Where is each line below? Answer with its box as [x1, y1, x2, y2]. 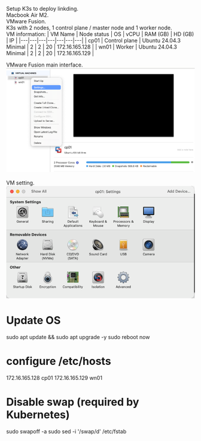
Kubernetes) [6, 408, 70, 422]
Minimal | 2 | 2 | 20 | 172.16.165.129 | [6, 50, 95, 56]
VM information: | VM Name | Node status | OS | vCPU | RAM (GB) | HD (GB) [6, 31, 194, 38]
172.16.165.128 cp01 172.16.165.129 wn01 [6, 374, 103, 381]
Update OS [6, 314, 61, 327]
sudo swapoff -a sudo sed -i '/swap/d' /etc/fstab [6, 428, 127, 435]
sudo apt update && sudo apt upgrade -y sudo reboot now [6, 334, 150, 341]
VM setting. [6, 179, 35, 186]
